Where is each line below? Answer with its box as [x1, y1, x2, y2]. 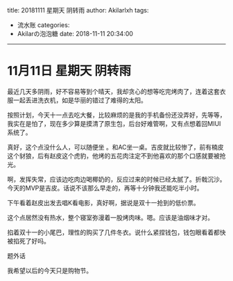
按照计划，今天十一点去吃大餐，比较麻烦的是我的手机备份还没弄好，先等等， [7, 111, 226, 119]
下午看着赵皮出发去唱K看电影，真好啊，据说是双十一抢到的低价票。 [7, 198, 200, 207]
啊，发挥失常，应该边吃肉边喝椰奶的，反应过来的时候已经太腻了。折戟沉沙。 [7, 175, 226, 183]
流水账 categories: [17, 21, 70, 29]
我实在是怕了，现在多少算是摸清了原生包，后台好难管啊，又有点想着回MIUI [7, 119, 221, 127]
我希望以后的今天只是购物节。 [7, 266, 92, 275]
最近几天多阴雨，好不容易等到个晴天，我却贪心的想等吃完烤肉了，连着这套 [7, 87, 220, 95]
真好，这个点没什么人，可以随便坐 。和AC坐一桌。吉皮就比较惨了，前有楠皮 [7, 143, 224, 151]
